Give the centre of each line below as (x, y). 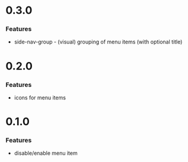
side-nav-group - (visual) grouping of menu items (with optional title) (98, 42)
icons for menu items (40, 97)
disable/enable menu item (46, 153)
